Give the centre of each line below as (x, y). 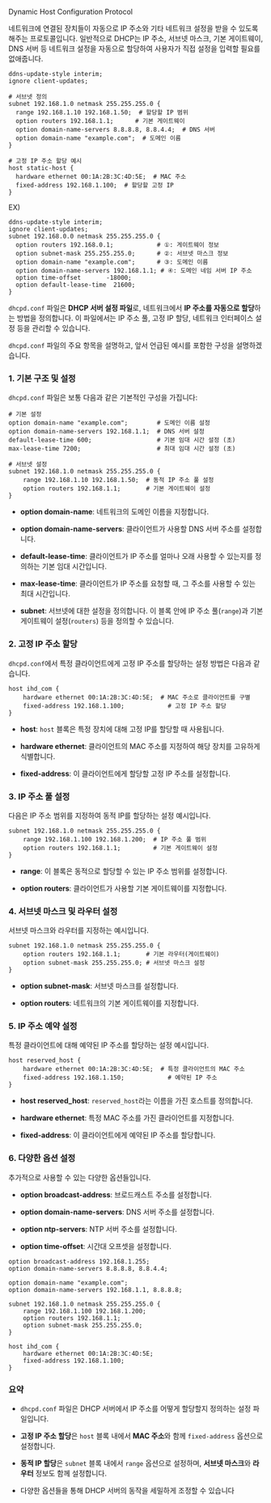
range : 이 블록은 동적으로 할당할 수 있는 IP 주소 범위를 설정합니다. (124, 871)
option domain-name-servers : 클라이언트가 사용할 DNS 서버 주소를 (130, 529)
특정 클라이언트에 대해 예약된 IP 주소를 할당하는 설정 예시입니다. (108, 1045)
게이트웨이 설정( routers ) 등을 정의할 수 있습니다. (97, 621)
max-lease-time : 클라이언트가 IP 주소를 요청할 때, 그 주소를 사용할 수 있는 (138, 584)
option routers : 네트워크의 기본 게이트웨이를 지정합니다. (109, 1003)
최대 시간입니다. (45, 594)
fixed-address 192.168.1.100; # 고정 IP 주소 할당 (125, 706)
